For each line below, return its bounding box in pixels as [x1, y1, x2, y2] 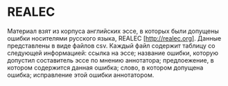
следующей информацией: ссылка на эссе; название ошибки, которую [7, 49, 219, 57]
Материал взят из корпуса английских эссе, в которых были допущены [7, 27, 220, 35]
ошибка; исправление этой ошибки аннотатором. [7, 70, 155, 79]
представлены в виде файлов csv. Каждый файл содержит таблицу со [7, 41, 216, 50]
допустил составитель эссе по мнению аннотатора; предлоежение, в [7, 56, 214, 64]
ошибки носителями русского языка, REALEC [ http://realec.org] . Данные [7, 34, 222, 42]
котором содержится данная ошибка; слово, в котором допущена [7, 63, 204, 72]
